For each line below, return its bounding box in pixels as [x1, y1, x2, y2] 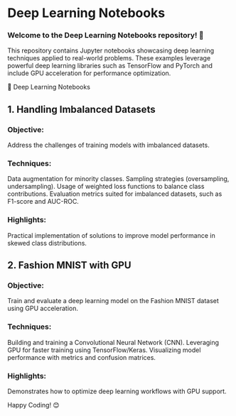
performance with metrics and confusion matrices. [7, 353, 156, 361]
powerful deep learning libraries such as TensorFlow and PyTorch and [7, 62, 213, 70]
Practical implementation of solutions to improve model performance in [7, 231, 215, 239]
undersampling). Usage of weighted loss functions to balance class [7, 182, 205, 191]
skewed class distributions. [7, 239, 87, 247]
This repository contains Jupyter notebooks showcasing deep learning [7, 46, 215, 55]
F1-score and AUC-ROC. [7, 197, 80, 206]
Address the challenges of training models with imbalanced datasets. [7, 141, 210, 150]
